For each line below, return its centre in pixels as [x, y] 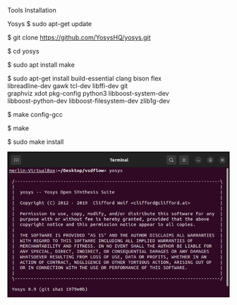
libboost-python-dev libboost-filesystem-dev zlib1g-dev [89, 101]
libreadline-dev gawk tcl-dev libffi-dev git [68, 86]
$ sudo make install [36, 142]
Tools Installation [32, 10]
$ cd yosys [24, 51]
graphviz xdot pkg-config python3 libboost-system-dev [88, 93]
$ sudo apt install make [41, 65]
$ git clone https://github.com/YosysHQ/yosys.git [79, 37]
